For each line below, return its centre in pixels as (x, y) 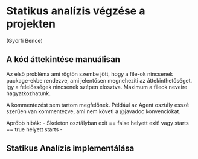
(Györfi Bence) (25, 40)
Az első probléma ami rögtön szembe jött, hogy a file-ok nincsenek (90, 74)
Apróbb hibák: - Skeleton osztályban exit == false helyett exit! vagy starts (97, 123)
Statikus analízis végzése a (76, 11)
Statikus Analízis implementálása (70, 148)
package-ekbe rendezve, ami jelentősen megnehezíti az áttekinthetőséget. (99, 80)
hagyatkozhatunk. (29, 93)
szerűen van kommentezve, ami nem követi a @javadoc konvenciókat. (94, 111)
